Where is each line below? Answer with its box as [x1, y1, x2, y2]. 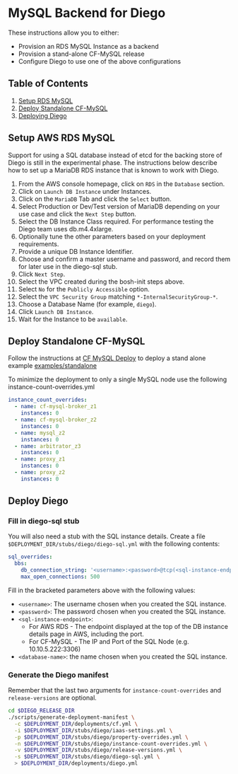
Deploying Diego [18, 111, 67, 120]
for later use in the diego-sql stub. [18, 262, 118, 270]
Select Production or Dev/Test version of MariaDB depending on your [18, 202, 220, 210]
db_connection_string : [20, 567, 88, 574]
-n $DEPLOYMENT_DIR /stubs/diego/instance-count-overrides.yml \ [14, 740, 208, 747]
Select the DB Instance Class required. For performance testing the [18, 217, 214, 226]
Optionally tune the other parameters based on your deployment [18, 232, 206, 241]
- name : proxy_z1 [14, 456, 66, 463]
